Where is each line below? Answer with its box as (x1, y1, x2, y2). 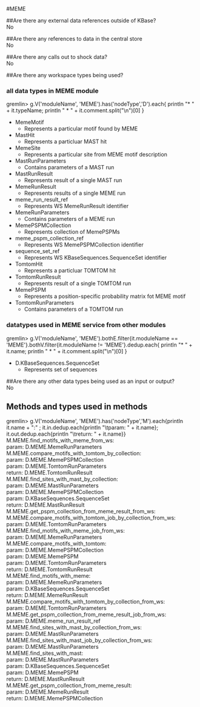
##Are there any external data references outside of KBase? (6, 17, 156, 24)
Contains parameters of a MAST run (24, 164, 115, 171)
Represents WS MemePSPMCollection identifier (24, 241, 144, 248)
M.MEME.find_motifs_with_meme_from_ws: (6, 437, 115, 444)
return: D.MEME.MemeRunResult (6, 592, 88, 599)
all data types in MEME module (6, 86, 99, 95)
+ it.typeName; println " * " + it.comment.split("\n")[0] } (6, 107, 144, 114)
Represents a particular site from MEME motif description (24, 151, 168, 158)
